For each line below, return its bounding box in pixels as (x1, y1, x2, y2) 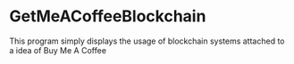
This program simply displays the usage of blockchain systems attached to (9, 36, 285, 46)
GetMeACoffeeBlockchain (9, 6, 206, 27)
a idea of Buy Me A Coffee (9, 44, 107, 55)
